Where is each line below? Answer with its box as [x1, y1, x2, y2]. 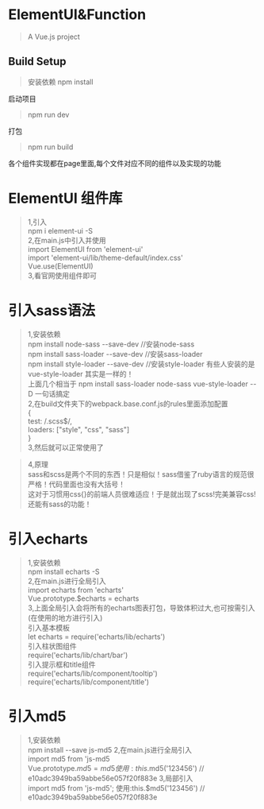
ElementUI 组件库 [8, 189, 123, 207]
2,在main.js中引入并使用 [27, 235, 106, 245]
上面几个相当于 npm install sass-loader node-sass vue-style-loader [27, 379, 248, 389]
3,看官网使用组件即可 [27, 270, 98, 280]
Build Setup [8, 55, 67, 68]
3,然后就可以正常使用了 [27, 443, 105, 452]
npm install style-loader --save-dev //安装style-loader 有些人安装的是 [27, 359, 255, 369]
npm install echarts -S [27, 567, 101, 576]
